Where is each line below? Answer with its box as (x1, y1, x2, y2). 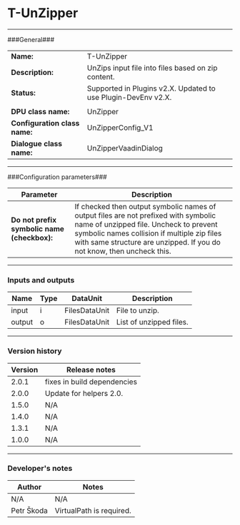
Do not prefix (11, 215, 57, 225)
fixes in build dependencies (45, 377, 138, 387)
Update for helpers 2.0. (45, 388, 124, 398)
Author (16, 481, 42, 491)
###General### (7, 35, 55, 44)
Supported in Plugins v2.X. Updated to (86, 83, 216, 93)
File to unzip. (116, 305, 159, 315)
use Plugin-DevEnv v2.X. (86, 92, 172, 102)
